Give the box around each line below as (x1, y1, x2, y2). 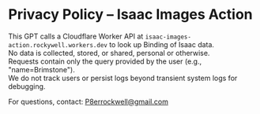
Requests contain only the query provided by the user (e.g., (8, 57, 202, 66)
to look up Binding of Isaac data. (109, 39, 215, 49)
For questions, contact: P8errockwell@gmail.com (8, 97, 168, 106)
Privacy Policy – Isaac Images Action (8, 6, 253, 24)
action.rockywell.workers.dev (8, 41, 108, 49)
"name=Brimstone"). (8, 64, 75, 74)
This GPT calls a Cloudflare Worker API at (8, 31, 144, 41)
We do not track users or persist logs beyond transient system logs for (8, 73, 238, 83)
